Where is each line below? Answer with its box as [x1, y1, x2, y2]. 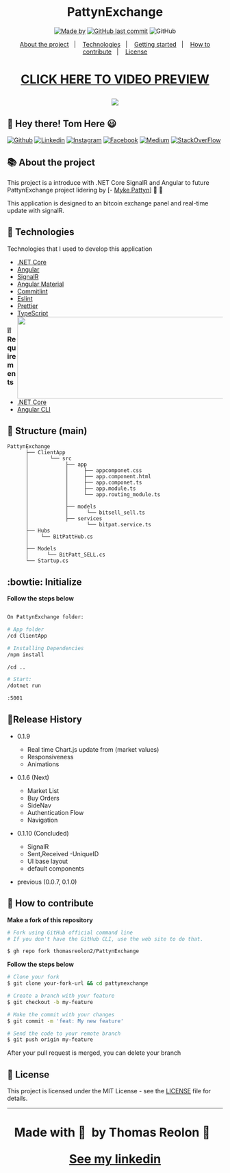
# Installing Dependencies [7, 645, 84, 651]
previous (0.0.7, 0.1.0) [16, 878, 77, 886]
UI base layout [27, 857, 68, 865]
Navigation [27, 816, 58, 824]
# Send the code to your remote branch [7, 1030, 121, 1037]
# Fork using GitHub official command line [7, 929, 133, 936]
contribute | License [82, 47, 148, 56]
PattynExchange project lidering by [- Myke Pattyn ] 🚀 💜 [7, 186, 163, 194]
